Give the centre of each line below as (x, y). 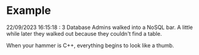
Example (29, 11)
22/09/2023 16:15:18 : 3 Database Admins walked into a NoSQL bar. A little (100, 27)
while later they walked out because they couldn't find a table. (84, 33)
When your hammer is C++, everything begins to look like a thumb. (90, 45)
